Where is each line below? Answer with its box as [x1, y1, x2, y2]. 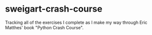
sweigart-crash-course [5, 3, 102, 15]
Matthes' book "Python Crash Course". [5, 24, 84, 30]
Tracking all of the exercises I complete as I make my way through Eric [5, 19, 148, 25]
